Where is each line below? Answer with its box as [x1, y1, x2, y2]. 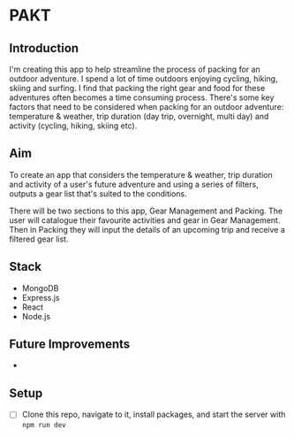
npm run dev [21, 421, 66, 430]
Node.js [21, 311, 51, 321]
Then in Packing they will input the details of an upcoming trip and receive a [9, 224, 285, 234]
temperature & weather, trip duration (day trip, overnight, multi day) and [9, 111, 269, 121]
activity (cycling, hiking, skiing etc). [9, 120, 138, 131]
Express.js [21, 292, 60, 303]
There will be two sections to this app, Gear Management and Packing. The [9, 205, 283, 216]
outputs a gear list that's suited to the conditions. [9, 188, 187, 199]
